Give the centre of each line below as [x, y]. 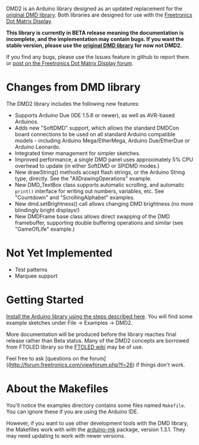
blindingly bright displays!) [47, 210]
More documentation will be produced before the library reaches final [91, 334]
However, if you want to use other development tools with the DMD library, [97, 423]
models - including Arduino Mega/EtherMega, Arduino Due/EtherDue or [102, 140]
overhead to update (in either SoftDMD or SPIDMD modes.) [87, 165]
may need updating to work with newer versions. [66, 435]
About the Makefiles [57, 388]
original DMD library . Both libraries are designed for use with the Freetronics [99, 15]
